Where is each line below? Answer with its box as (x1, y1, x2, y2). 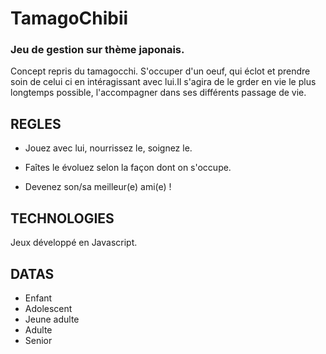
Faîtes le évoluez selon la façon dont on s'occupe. (24, 162, 232, 174)
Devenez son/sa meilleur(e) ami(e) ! (24, 181, 172, 193)
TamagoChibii (10, 7, 129, 30)
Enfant (24, 292, 53, 304)
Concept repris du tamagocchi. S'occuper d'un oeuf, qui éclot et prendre (10, 65, 311, 77)
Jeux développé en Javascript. (10, 237, 138, 249)
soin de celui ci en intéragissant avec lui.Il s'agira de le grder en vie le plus (10, 76, 317, 88)
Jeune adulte (24, 313, 80, 325)
